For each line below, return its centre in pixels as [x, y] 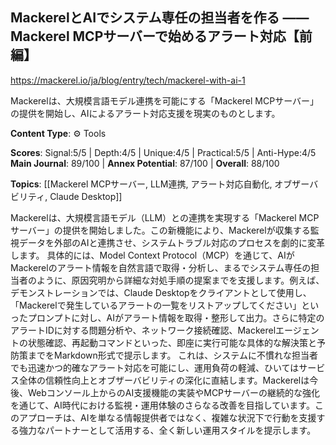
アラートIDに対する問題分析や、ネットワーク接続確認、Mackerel [143, 330]
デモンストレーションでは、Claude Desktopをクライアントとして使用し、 [161, 292]
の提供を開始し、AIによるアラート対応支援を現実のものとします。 [145, 113]
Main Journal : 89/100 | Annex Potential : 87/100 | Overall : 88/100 [145, 163]
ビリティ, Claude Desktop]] [66, 196]
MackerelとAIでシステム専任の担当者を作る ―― [160, 18]
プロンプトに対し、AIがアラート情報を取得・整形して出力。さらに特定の [176, 317]
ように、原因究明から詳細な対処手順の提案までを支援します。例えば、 [180, 280]
